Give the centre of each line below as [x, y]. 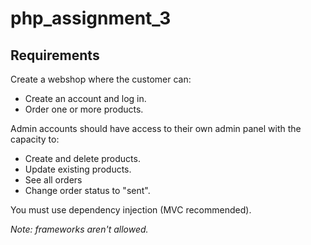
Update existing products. [78, 169]
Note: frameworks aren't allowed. [79, 229]
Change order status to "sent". [87, 190]
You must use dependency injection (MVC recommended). [131, 210]
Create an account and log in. [85, 98]
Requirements [55, 55]
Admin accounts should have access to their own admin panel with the [156, 128]
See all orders [53, 180]
